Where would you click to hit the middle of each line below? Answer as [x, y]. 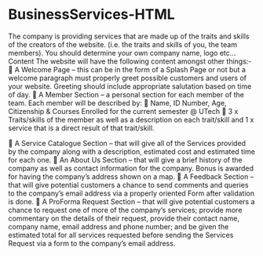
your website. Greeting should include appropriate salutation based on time [130, 86]
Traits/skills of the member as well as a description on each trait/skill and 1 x [131, 119]
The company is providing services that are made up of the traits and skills [129, 36]
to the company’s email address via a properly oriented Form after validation [131, 193]
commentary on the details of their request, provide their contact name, [124, 218]
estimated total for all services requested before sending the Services [121, 235]
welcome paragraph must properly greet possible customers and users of [128, 78]
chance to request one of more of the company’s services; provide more [125, 210]
